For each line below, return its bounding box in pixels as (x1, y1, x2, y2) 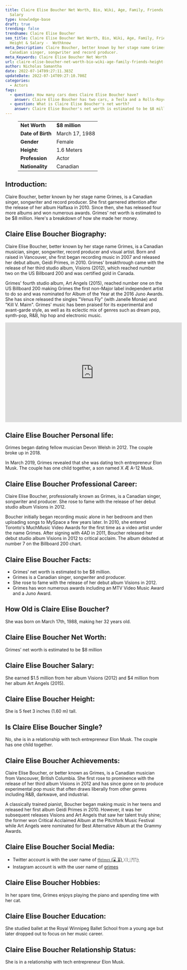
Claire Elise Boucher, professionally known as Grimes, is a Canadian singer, (5, 493, 161, 499)
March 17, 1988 (56, 130, 96, 137)
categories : (5, 78, 30, 83)
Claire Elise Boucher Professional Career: (5, 480, 138, 488)
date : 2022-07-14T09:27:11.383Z (5, 69, 73, 74)
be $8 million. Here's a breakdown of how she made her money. (5, 215, 138, 221)
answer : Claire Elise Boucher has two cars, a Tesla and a (14, 97, 141, 102)
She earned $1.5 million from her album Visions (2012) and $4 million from (5, 675, 159, 681)
